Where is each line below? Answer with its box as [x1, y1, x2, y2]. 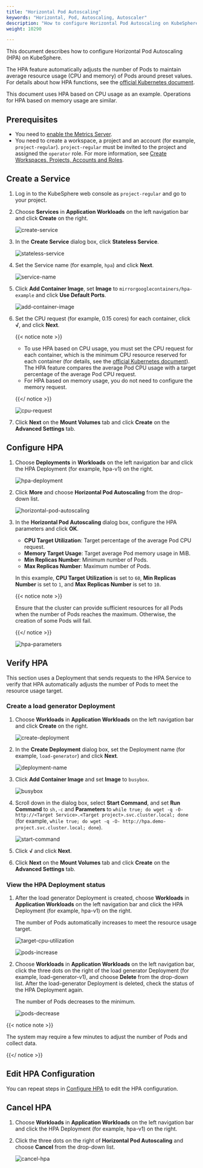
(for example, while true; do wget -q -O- [14, 817, 121, 825]
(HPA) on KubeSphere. [6, 54, 62, 61]
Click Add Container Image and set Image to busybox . [14, 775, 149, 783]
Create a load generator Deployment [6, 702, 115, 711]
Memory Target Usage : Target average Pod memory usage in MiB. [24, 549, 191, 557]
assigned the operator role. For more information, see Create [14, 150, 167, 158]
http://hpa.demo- [123, 818, 166, 825]
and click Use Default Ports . [35, 291, 107, 299]
